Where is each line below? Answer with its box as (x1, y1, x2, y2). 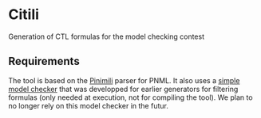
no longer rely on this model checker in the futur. (8, 101, 169, 110)
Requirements (8, 55, 80, 68)
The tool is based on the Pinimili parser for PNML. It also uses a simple (8, 75, 240, 85)
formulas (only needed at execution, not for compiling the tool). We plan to (8, 93, 253, 102)
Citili (8, 6, 40, 24)
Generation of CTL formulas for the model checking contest (8, 32, 205, 41)
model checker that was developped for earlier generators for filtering (8, 84, 239, 93)
